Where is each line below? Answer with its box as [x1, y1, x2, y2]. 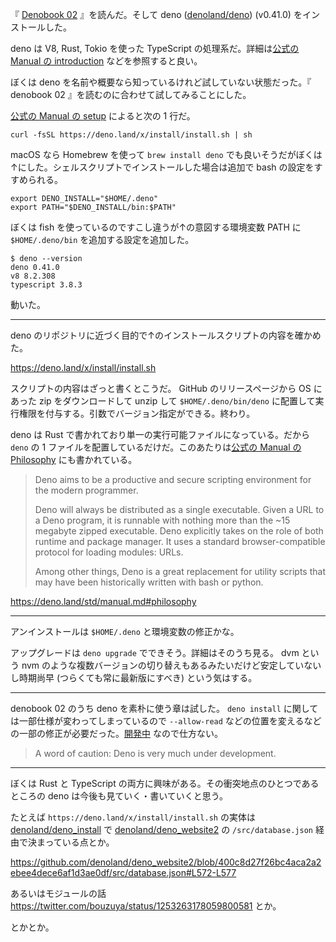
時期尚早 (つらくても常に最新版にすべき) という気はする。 [18, 672, 258, 683]
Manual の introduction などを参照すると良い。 [10, 55, 203, 67]
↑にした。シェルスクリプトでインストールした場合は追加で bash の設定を [10, 161, 315, 173]
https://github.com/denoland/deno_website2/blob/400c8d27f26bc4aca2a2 [10, 856, 322, 868]
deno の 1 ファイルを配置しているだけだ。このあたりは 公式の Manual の [10, 441, 302, 453]
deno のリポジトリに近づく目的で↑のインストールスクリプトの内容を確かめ [10, 329, 322, 341]
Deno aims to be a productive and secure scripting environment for [34, 474, 312, 485]
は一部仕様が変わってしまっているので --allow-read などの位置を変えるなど [10, 715, 322, 727]
